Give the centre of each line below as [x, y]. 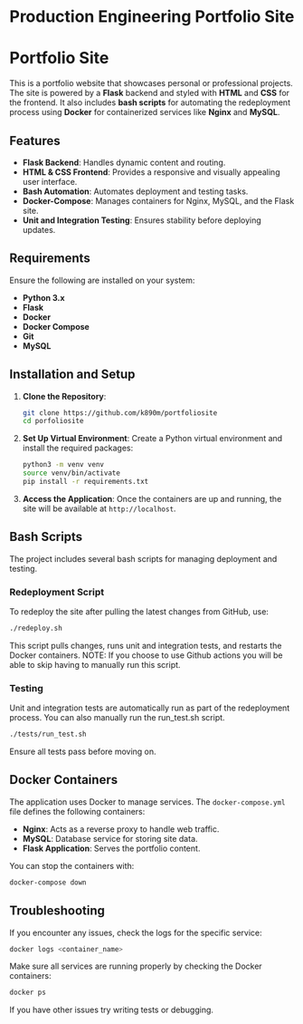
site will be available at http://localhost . [99, 508]
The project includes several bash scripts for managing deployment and [143, 558]
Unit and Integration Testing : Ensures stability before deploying [142, 220]
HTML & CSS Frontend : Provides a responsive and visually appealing [151, 172]
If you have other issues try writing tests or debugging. [112, 1010]
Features [35, 141]
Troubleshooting [57, 911]
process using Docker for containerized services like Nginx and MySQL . [145, 112]
